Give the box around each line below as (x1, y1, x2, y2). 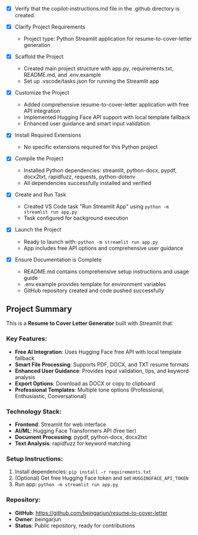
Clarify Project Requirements (14, 23, 86, 30)
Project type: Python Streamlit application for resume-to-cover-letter (23, 35, 192, 42)
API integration (23, 107, 61, 115)
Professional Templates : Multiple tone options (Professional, (14, 386, 165, 393)
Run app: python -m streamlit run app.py (14, 481, 119, 488)
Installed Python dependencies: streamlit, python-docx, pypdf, (23, 167, 177, 174)
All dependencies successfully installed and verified (23, 180, 152, 187)
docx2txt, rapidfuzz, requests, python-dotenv (23, 173, 136, 180)
